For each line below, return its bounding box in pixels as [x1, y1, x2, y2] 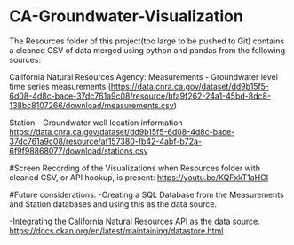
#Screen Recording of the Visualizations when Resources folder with [9, 162, 260, 173]
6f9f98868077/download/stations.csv [9, 145, 148, 156]
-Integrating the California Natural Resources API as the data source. [9, 216, 260, 226]
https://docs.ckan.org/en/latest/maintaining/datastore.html [9, 225, 224, 236]
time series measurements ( [9, 81, 112, 91]
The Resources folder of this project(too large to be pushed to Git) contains [9, 36, 285, 46]
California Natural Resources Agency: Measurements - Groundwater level [9, 71, 278, 82]
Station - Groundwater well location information [9, 117, 184, 128]
